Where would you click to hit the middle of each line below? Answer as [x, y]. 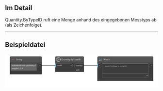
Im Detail [19, 8]
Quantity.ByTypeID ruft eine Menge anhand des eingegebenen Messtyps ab [81, 19]
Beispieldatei [25, 45]
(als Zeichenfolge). [24, 25]
